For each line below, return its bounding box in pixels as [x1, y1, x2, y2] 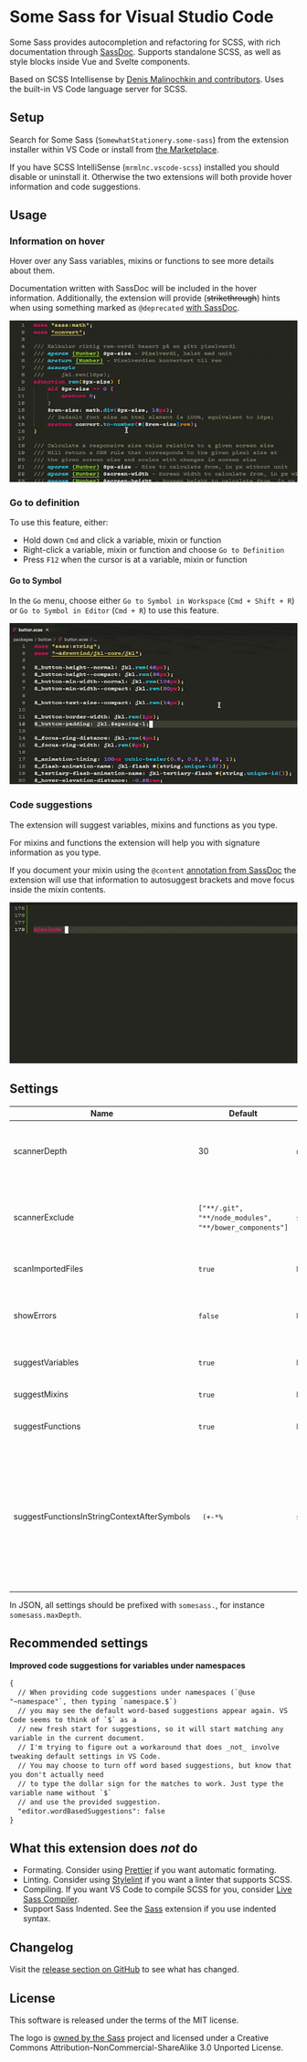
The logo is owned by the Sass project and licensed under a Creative [9, 2033, 270, 2043]
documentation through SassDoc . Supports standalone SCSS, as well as [9, 46, 281, 57]
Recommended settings [9, 1635, 149, 1651]
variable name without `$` [9, 1788, 112, 1797]
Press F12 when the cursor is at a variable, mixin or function [22, 554, 248, 565]
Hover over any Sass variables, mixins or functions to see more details [9, 256, 274, 267]
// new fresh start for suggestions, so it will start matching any [17, 1724, 284, 1733]
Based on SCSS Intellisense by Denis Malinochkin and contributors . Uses [9, 73, 285, 84]
